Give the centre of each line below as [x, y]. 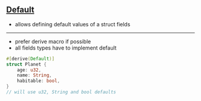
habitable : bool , [39, 81]
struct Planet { [26, 64]
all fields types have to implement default [66, 48]
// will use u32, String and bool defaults [61, 92]
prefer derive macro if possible [53, 41]
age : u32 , [29, 70]
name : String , [34, 75]
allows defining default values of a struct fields [72, 24]
